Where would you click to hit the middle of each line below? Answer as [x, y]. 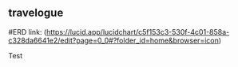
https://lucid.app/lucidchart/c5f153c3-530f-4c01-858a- [138, 32]
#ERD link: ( [28, 32]
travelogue [36, 13]
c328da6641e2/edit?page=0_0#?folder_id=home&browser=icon [114, 40]
